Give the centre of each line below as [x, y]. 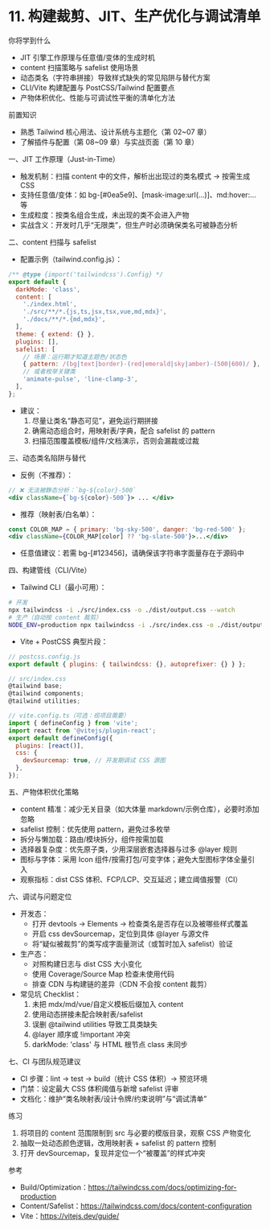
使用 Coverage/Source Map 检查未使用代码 [103, 974]
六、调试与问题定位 [40, 896]
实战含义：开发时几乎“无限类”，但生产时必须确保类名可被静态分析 [129, 225]
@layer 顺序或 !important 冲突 [81, 1034]
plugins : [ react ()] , [50, 745]
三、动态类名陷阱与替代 [47, 458]
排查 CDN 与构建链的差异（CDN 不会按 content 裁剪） [121, 984]
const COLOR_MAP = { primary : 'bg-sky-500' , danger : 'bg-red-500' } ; [127, 529]
